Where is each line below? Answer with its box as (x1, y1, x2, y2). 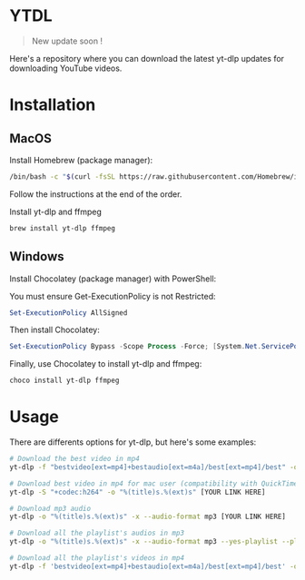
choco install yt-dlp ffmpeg (9, 376, 120, 386)
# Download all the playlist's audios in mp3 (9, 528, 184, 538)
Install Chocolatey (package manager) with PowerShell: (9, 273, 217, 284)
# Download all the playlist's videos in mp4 (9, 554, 184, 563)
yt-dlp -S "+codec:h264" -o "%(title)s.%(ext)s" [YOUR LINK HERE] (9, 487, 266, 496)
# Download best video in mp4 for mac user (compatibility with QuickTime (9, 478, 299, 488)
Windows (9, 249, 64, 264)
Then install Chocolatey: (9, 324, 100, 336)
